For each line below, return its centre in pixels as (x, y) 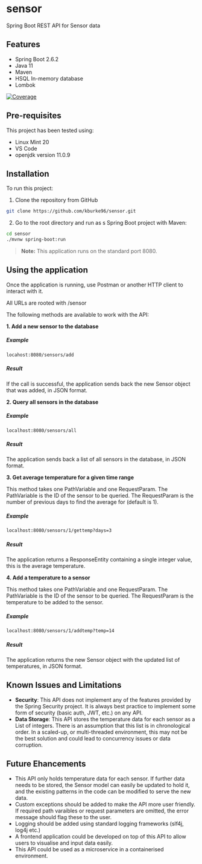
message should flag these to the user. (63, 817)
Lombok (25, 85)
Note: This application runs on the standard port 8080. (89, 251)
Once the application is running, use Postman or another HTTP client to (95, 285)
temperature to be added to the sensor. (55, 602)
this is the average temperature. (46, 566)
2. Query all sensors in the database (52, 402)
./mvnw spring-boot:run (36, 240)
